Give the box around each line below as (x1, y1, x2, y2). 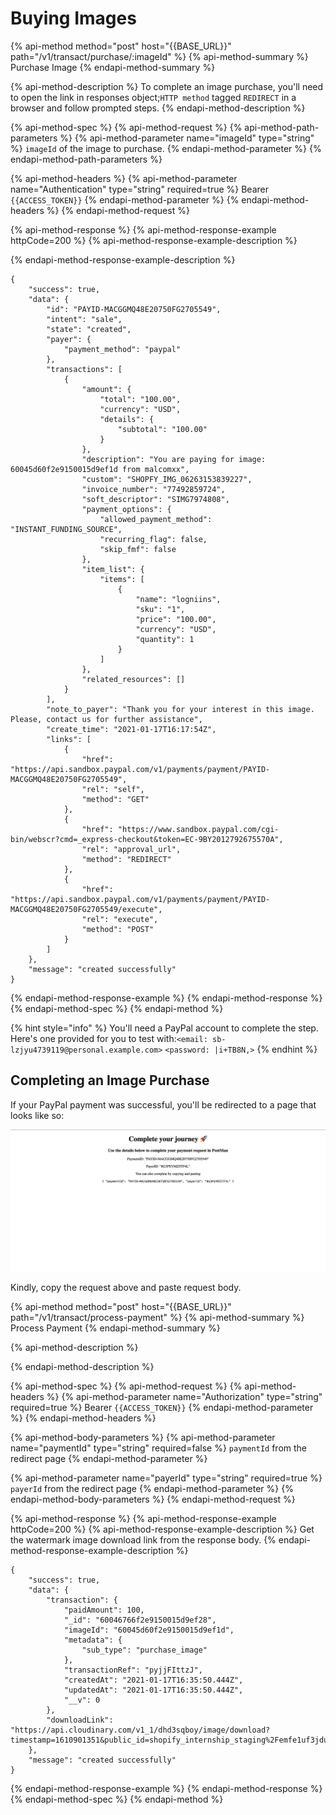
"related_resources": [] (81, 674, 186, 684)
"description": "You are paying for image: (81, 454, 267, 464)
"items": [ (99, 574, 145, 584)
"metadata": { (63, 1635, 123, 1645)
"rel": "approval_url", (81, 844, 182, 854)
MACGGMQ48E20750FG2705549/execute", (10, 904, 163, 914)
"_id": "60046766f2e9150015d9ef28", (63, 1615, 217, 1625)
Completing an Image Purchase (10, 1072, 210, 1089)
